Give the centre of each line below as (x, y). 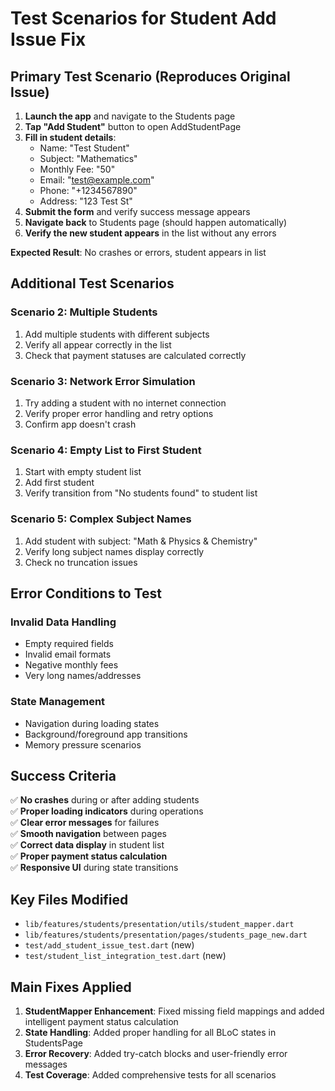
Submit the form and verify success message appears (137, 211)
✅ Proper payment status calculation (89, 856)
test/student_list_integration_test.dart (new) (125, 956)
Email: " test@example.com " (97, 180)
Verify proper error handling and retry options (119, 413)
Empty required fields (69, 644)
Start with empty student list (83, 472)
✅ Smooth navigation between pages (88, 834)
